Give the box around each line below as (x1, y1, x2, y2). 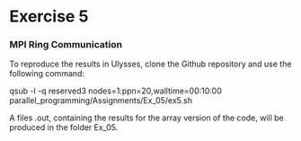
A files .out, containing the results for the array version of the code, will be (9, 112, 285, 123)
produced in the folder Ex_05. (9, 122, 119, 133)
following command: (9, 68, 85, 79)
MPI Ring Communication (9, 39, 123, 51)
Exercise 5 (9, 6, 89, 27)
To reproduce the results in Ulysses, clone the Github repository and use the (9, 58, 292, 69)
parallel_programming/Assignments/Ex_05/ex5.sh (9, 95, 193, 106)
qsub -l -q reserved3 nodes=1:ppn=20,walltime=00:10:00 (9, 85, 223, 96)
